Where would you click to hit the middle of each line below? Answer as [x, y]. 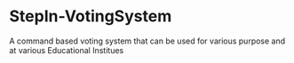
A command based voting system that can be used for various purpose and [147, 41]
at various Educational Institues [67, 50]
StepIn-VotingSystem [91, 16]
